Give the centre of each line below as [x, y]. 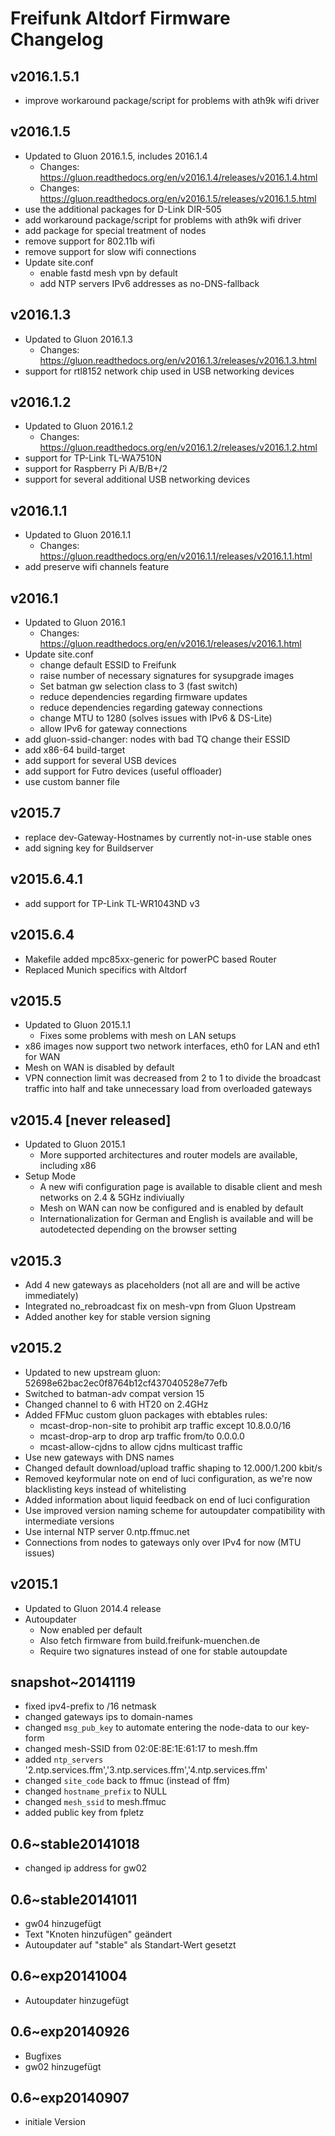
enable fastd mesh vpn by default [108, 273]
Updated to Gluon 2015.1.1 [77, 1025]
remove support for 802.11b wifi [89, 241]
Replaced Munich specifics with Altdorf [106, 969]
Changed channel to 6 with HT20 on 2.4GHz [116, 1404]
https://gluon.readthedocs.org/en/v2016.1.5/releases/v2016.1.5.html [178, 198]
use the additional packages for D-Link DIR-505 [123, 209]
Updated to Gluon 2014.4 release [93, 1608]
